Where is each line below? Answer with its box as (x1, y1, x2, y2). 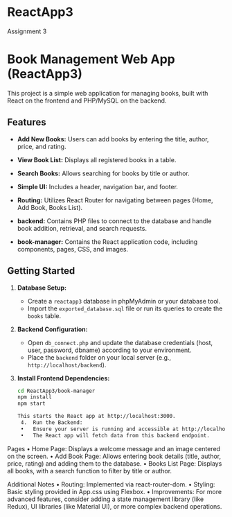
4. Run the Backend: (20, 419, 83, 426)
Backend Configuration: (17, 325, 88, 333)
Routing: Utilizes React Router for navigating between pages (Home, (17, 195, 213, 204)
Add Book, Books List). (17, 203, 83, 211)
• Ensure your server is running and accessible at (20, 426, 179, 432)
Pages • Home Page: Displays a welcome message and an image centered (7, 444, 220, 453)
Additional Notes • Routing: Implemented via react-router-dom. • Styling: (7, 480, 215, 489)
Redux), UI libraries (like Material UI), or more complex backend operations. (7, 502, 222, 510)
